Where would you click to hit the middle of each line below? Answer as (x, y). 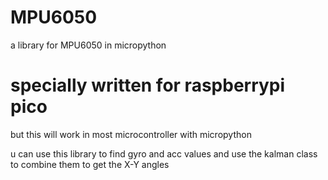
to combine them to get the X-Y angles (90, 164)
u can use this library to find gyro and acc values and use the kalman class (164, 153)
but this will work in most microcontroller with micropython (131, 134)
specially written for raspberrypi (148, 85)
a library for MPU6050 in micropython (88, 45)
